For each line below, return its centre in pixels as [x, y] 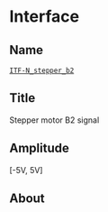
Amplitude [39, 148]
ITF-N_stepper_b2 [42, 70]
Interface [44, 17]
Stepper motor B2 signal [54, 120]
